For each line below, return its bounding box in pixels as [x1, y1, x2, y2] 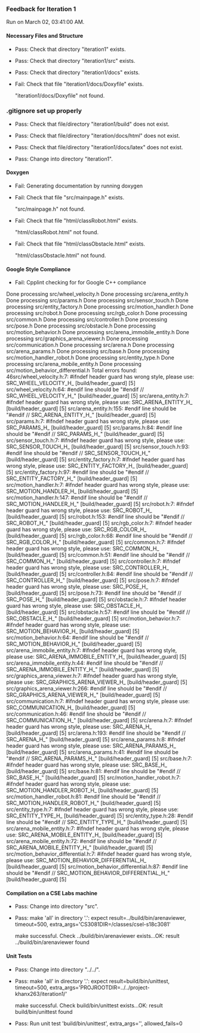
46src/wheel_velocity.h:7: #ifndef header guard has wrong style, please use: [6, 373, 195, 380]
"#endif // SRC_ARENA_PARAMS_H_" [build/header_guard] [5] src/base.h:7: [6, 755, 192, 762]
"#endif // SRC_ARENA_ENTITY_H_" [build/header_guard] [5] [6, 411, 156, 419]
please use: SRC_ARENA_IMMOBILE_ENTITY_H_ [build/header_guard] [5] [6, 653, 187, 661]
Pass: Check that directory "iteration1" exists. [14, 46, 127, 53]
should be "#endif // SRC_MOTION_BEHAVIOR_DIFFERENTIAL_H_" [6, 870, 170, 877]
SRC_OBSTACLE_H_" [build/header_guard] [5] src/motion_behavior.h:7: [6, 615, 181, 622]
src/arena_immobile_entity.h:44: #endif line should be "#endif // [6, 659, 164, 667]
